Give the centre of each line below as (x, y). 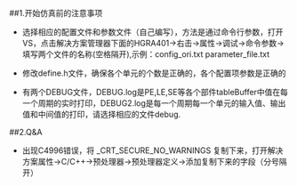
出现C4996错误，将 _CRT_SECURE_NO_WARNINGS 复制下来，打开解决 (153, 150)
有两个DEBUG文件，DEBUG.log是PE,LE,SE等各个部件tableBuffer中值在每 (155, 92)
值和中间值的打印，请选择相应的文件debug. (101, 114)
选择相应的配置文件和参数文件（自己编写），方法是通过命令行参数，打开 (153, 32)
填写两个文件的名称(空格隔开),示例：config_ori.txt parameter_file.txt (146, 54)
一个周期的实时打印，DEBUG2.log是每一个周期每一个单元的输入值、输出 (154, 103)
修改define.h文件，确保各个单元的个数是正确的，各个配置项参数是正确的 (154, 73)
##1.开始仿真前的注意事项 (56, 13)
